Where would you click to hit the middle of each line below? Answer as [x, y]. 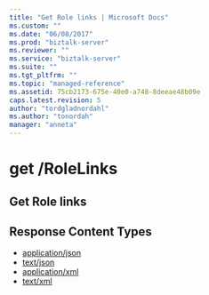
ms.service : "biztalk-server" [65, 59]
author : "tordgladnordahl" [59, 108]
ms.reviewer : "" [39, 51]
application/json [52, 253]
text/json [38, 262]
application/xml [50, 272]
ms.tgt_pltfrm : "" [43, 76]
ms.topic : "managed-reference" [67, 84]
